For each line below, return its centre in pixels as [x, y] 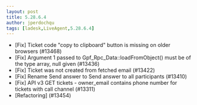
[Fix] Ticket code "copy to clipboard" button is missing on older [93, 45]
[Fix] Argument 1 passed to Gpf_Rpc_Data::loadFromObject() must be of [103, 58]
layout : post [22, 12]
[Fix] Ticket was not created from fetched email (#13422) [85, 70]
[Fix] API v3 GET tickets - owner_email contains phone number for [96, 83]
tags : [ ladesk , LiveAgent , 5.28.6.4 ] [50, 28]
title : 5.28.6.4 [26, 17]
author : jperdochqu [30, 23]
